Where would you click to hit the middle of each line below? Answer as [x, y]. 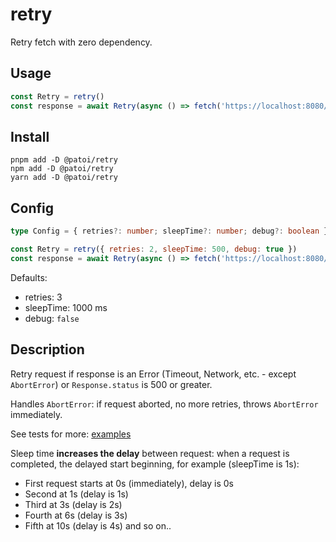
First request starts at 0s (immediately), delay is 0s [129, 483]
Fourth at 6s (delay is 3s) [76, 515]
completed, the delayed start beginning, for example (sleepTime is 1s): [155, 464]
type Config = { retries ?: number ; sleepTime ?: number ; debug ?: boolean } [169, 231]
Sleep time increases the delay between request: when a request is [150, 453]
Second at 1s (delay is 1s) [76, 494]
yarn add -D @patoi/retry [64, 178]
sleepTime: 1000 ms [66, 307]
